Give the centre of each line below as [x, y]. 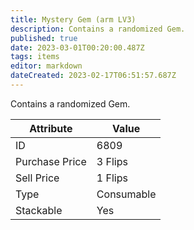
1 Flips [112, 178]
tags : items [35, 57]
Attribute [51, 128]
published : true [44, 38]
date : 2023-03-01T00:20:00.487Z [77, 47]
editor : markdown [46, 66]
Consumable [126, 194]
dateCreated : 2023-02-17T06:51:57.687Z [93, 76]
